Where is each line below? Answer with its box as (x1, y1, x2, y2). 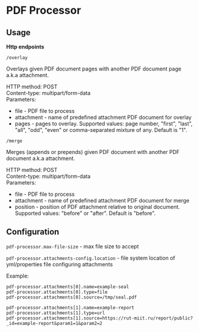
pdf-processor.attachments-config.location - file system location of (6, 254, 176, 262)
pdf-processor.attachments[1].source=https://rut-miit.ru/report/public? (6, 315, 194, 321)
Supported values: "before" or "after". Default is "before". (14, 210, 156, 217)
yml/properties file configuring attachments (6, 260, 113, 268)
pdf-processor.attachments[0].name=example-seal (6, 284, 129, 290)
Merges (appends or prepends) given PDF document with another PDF (6, 149, 180, 155)
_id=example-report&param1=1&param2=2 (6, 320, 102, 326)
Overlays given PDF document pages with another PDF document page (6, 65, 182, 72)
